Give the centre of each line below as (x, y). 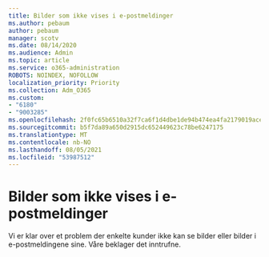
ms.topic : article (39, 61)
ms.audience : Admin (41, 53)
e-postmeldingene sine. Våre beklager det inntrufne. (95, 244)
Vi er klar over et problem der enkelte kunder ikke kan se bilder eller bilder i (132, 236)
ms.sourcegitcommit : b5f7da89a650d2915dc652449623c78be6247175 (116, 127)
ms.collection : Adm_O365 (50, 90)
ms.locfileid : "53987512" (51, 157)
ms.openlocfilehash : (43, 120)
